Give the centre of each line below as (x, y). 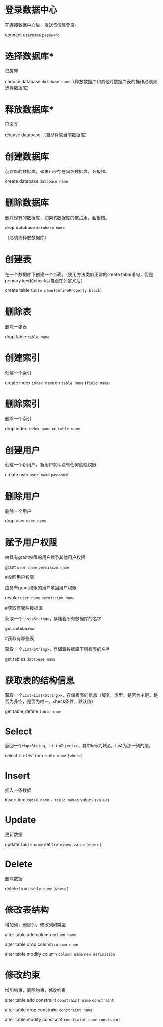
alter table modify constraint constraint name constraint (63, 1019)
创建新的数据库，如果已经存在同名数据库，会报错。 (57, 171)
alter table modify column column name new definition (60, 954)
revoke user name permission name (40, 598)
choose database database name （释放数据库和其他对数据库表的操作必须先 (81, 81)
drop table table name (27, 336)
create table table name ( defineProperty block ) (54, 290)
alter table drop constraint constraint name (49, 1010)
